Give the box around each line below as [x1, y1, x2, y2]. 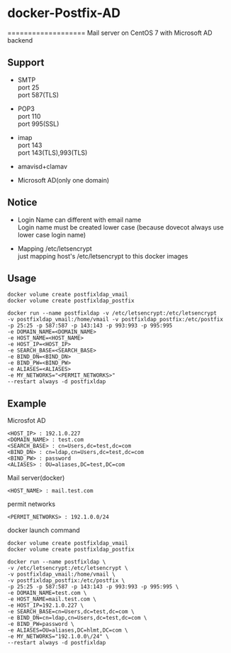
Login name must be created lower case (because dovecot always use [17, 222, 225, 232]
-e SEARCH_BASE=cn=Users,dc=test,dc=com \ [7, 608, 135, 615]
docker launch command [7, 526, 80, 534]
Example [7, 397, 47, 409]
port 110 [17, 112, 41, 120]
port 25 [17, 83, 40, 92]
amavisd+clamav [17, 162, 68, 171]
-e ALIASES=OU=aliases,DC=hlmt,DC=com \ [7, 627, 129, 634]
